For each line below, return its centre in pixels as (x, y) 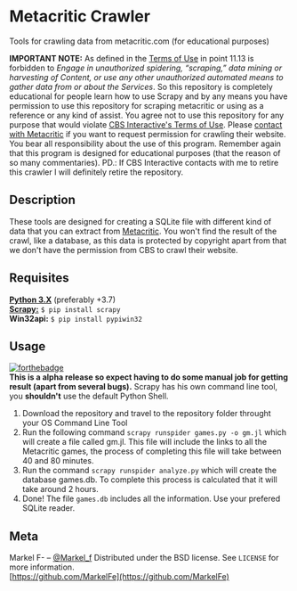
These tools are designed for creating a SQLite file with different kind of (140, 221)
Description (42, 200)
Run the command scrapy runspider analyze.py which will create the (149, 471)
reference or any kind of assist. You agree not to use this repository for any (147, 115)
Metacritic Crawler (80, 16)
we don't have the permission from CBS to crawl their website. (124, 250)
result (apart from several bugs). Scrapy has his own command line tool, (144, 387)
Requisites (39, 278)
